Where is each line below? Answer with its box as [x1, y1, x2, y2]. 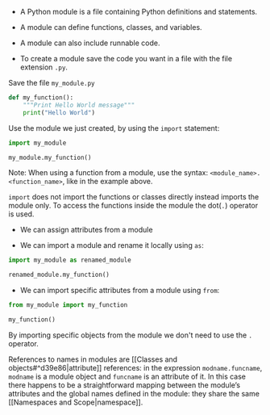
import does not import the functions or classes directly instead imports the [8, 192, 260, 202]
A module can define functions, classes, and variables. [19, 23, 203, 31]
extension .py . [19, 62, 69, 72]
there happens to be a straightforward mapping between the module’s [8, 379, 240, 390]
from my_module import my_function [8, 301, 128, 309]
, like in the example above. [62, 177, 153, 187]
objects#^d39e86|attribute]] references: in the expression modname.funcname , [8, 363, 263, 372]
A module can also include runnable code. [19, 38, 160, 48]
